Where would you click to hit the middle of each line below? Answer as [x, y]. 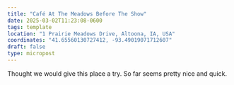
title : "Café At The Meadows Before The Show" [77, 14]
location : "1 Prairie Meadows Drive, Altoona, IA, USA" [91, 34]
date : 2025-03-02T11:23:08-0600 [55, 21]
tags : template [30, 27]
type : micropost [31, 54]
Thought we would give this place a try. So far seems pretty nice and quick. [117, 73]
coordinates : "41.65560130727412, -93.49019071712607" [90, 40]
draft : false [27, 47]
